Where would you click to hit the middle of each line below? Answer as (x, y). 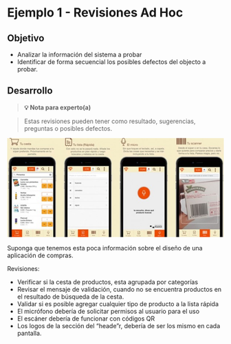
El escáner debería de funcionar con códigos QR (86, 319)
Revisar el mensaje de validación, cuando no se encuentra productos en (119, 289)
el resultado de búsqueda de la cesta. (70, 297)
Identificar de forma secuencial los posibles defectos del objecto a (111, 62)
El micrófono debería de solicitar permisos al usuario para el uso (108, 311)
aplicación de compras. (40, 255)
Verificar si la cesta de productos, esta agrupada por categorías (107, 282)
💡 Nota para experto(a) (57, 107)
